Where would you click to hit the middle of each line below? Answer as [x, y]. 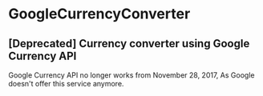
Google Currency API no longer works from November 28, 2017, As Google [131, 75]
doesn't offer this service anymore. [66, 84]
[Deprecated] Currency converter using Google [129, 44]
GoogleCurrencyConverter [99, 14]
